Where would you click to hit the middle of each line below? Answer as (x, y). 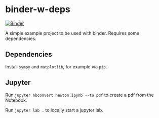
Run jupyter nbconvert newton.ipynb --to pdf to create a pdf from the (80, 95)
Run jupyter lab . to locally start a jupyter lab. (54, 110)
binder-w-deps (38, 9)
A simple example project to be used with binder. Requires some (72, 33)
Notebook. (16, 100)
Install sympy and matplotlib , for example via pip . (56, 66)
